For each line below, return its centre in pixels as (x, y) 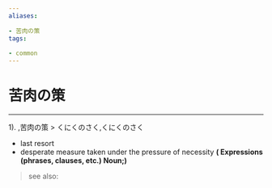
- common (23, 53)
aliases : (23, 16)
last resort (37, 143)
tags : (17, 38)
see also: (43, 176)
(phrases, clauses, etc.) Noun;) (74, 160)
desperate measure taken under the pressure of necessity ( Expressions (141, 152)
